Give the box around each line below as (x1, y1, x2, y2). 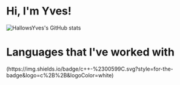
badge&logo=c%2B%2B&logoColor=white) (6, 71, 114, 79)
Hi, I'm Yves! (6, 4, 72, 18)
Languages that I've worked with (6, 45, 175, 59)
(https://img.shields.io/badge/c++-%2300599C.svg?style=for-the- (6, 65, 174, 72)
